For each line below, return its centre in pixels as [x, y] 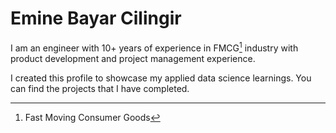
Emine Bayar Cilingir [96, 18]
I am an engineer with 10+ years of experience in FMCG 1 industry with [154, 47]
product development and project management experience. [133, 58]
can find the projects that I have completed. [100, 88]
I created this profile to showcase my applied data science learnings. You [161, 78]
